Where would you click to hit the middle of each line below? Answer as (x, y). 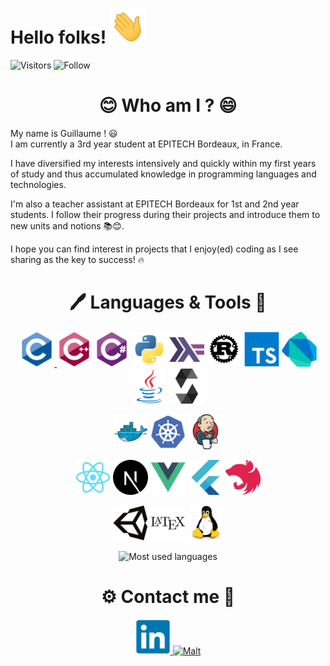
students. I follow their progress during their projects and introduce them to (165, 214)
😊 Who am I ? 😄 (168, 105)
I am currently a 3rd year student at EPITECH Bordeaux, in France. (146, 144)
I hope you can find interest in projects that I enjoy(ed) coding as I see (154, 249)
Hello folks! (58, 37)
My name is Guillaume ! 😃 (64, 133)
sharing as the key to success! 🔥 (77, 259)
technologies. (38, 184)
